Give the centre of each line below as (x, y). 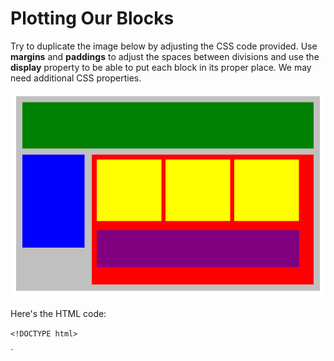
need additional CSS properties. (76, 78)
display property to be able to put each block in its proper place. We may (161, 67)
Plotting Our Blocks (92, 18)
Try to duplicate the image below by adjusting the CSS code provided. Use (164, 46)
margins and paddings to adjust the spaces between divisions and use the (165, 56)
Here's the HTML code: (58, 313)
